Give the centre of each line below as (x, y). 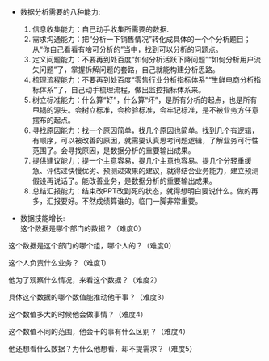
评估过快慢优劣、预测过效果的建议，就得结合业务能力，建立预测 (153, 171)
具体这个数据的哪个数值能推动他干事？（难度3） (88, 297)
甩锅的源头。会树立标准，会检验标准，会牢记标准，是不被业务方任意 (145, 110)
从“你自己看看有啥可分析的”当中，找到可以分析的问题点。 (127, 49)
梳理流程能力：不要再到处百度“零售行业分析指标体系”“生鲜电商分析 (143, 80)
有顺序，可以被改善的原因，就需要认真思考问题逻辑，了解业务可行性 (145, 140)
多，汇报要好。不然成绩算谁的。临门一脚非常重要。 (117, 201)
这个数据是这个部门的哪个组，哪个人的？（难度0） (92, 246)
